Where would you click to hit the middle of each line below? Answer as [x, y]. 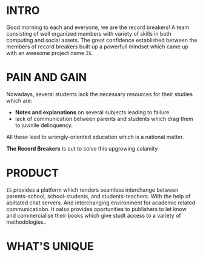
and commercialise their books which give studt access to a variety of [94, 215]
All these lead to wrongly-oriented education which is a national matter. [95, 137]
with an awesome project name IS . [50, 53]
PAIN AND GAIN [46, 78]
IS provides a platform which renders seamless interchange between [92, 190]
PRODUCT [33, 173]
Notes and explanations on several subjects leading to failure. [93, 112]
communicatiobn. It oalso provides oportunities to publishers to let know [96, 209]
